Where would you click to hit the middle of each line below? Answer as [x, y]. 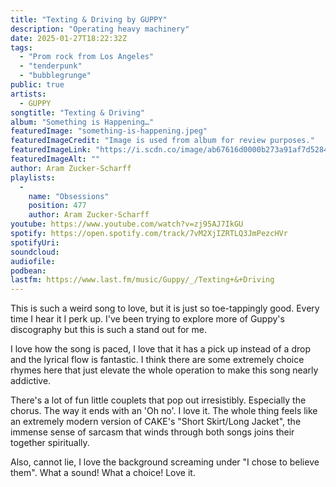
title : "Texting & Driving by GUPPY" [89, 19]
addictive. [31, 381]
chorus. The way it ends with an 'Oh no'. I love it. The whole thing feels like [164, 411]
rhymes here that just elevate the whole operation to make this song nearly [164, 370]
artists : [28, 94]
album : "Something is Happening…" [82, 122]
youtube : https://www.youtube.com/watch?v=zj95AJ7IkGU [127, 224]
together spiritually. [50, 443]
